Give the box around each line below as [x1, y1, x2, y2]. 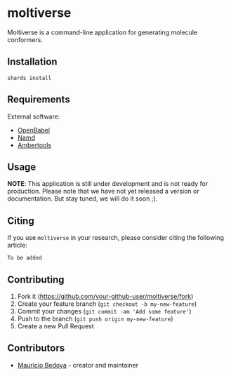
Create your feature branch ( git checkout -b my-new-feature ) [17, 300, 197, 308]
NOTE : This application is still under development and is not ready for [7, 180, 209, 188]
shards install [7, 74, 52, 81]
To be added [7, 255, 42, 262]
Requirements [7, 93, 70, 106]
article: [7, 241, 27, 250]
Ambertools [17, 140, 51, 149]
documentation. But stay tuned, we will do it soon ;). [7, 194, 158, 203]
